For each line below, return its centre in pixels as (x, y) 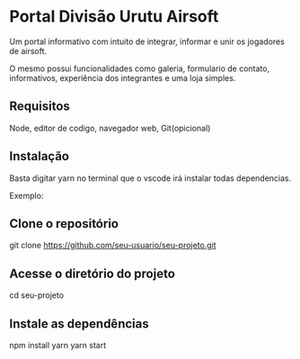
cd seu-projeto (37, 295)
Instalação (40, 156)
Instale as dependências (79, 323)
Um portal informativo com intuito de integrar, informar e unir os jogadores (147, 41)
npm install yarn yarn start (58, 345)
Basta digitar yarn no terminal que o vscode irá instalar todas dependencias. (150, 178)
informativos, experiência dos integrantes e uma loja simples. (123, 77)
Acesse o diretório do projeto (92, 273)
